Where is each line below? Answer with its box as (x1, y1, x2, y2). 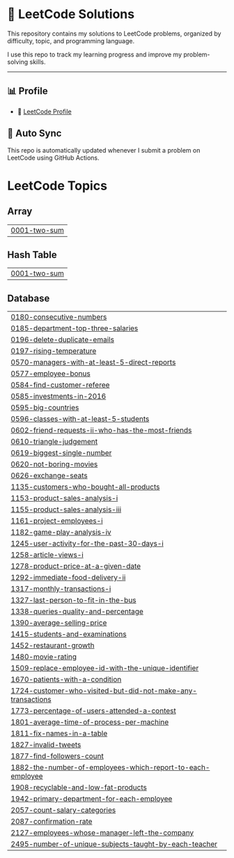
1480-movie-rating (10, 652, 77, 661)
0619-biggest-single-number (10, 448, 112, 458)
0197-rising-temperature (10, 346, 97, 356)
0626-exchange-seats (10, 470, 88, 480)
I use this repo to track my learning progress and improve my (7, 50, 182, 59)
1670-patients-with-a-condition (10, 675, 122, 684)
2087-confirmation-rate (10, 817, 93, 827)
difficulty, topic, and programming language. (7, 36, 134, 45)
